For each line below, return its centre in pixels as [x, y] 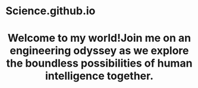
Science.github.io [51, 11]
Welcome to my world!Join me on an [99, 38]
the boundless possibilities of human [99, 63]
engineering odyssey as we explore [99, 51]
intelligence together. [99, 76]
